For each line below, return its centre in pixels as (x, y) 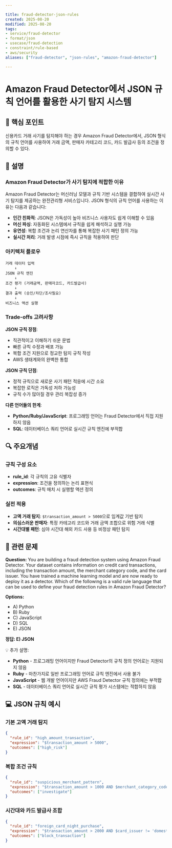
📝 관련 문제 (22, 547)
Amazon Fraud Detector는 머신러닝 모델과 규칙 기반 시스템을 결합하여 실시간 (82, 194)
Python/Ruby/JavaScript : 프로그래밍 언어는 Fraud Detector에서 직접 (83, 416)
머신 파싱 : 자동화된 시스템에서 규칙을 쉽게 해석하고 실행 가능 (72, 224)
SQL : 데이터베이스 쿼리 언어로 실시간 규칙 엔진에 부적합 (68, 428)
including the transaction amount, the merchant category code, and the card (86, 570)
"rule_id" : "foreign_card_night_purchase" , (57, 826)
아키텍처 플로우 (23, 252)
